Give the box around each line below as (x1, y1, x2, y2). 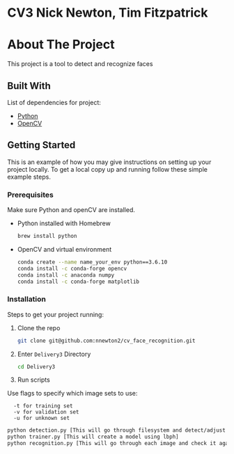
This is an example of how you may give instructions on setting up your (7, 158, 212, 166)
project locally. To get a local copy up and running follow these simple (7, 165, 208, 173)
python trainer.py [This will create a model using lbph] (7, 433, 179, 441)
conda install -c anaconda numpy (17, 271, 115, 279)
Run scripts (17, 375, 50, 384)
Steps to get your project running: (7, 310, 104, 318)
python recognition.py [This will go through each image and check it (7, 440, 217, 447)
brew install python (17, 233, 77, 240)
